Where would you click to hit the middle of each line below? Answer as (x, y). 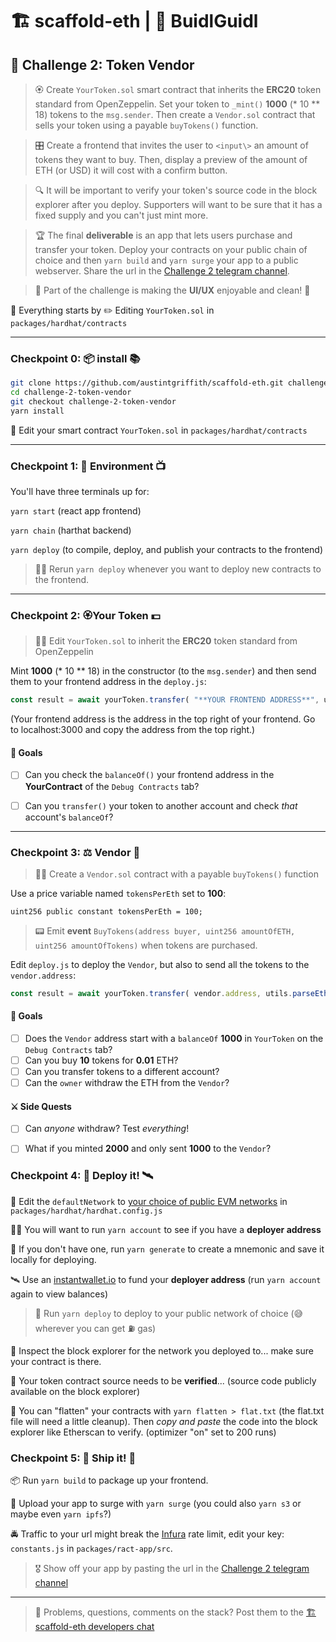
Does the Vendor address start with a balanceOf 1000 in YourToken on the (174, 1038)
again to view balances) (59, 1294)
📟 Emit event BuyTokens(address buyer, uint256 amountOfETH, (165, 930)
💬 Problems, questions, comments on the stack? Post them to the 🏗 (175, 1612)
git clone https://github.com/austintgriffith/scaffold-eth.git (147, 383)
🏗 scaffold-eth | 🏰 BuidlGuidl (134, 21)
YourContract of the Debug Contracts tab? (112, 786)
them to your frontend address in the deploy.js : (108, 682)
